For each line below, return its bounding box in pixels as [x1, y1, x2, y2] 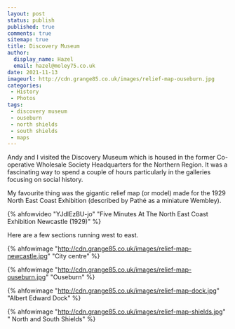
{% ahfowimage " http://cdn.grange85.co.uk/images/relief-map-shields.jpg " [7, 307, 226, 316]
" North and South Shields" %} [7, 315, 96, 323]
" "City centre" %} [47, 252, 100, 260]
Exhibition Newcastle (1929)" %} [7, 218, 102, 226]
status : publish [7, 17, 55, 24]
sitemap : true [7, 36, 49, 43]
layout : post [7, 10, 46, 17]
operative [7, 160, 35, 169]
